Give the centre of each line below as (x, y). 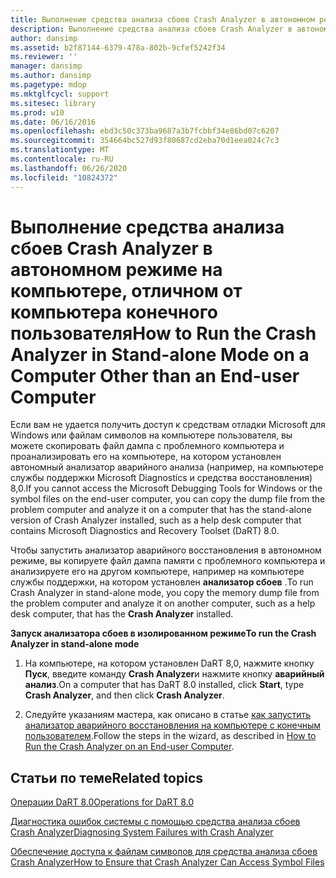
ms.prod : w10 (37, 112)
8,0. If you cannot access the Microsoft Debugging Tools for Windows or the (166, 488)
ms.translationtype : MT (60, 150)
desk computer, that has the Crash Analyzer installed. (122, 614)
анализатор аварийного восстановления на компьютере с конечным (173, 725)
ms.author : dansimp (51, 76)
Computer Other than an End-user (155, 375)
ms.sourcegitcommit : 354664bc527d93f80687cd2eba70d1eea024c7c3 (145, 141)
